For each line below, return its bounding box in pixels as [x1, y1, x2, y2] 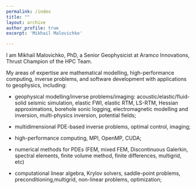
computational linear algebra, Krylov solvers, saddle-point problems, [14, 170, 181, 177]
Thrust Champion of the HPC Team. [6, 58, 93, 65]
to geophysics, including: [6, 82, 67, 89]
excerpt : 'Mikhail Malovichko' [6, 31, 83, 36]
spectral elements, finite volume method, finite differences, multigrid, [14, 152, 182, 159]
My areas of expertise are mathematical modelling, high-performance [6, 69, 174, 76]
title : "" [6, 14, 31, 20]
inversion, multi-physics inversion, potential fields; [14, 112, 137, 119]
